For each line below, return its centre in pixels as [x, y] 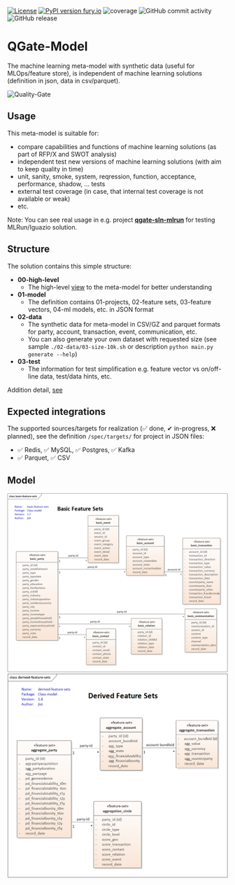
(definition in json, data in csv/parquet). [64, 80]
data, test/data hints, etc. [76, 376]
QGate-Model [48, 47]
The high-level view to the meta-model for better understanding [120, 287]
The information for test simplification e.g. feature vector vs [114, 369]
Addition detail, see [35, 390]
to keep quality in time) [50, 169]
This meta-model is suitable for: [53, 133]
